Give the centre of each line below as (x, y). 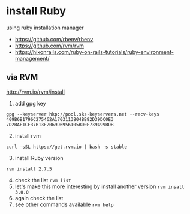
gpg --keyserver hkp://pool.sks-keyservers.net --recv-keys (83, 114)
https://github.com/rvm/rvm (49, 46)
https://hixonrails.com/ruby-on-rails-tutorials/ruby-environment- (94, 52)
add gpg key (30, 103)
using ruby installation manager (45, 28)
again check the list (39, 198)
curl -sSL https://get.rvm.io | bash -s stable (67, 147)
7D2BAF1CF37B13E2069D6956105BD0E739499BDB (60, 125)
